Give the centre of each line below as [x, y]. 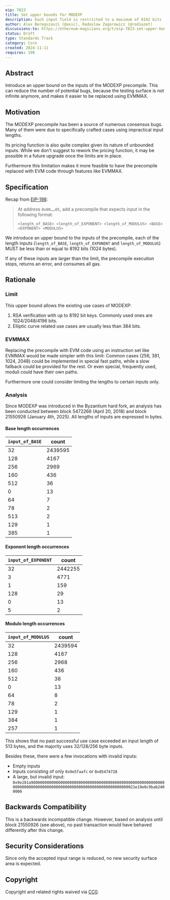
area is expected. [23, 864]
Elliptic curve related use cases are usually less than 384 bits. [77, 326]
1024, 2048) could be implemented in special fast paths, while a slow [77, 361]
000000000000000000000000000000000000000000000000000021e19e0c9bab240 [89, 787]
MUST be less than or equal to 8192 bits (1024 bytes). [61, 248]
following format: [35, 215]
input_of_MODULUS [29, 637]
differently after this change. [35, 830]
